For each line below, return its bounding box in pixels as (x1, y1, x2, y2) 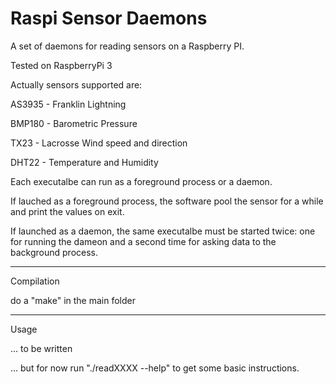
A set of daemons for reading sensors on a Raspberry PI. (10, 40, 245, 52)
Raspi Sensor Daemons (10, 7, 208, 30)
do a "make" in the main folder (10, 294, 136, 306)
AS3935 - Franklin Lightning (10, 98, 127, 110)
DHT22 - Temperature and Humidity (10, 156, 159, 168)
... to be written (10, 342, 73, 354)
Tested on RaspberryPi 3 (10, 59, 113, 71)
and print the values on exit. (10, 205, 125, 217)
